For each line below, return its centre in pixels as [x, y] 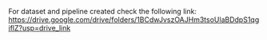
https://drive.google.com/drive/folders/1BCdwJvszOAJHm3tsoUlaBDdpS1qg [134, 20]
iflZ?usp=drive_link [40, 28]
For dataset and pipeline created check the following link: [103, 11]
